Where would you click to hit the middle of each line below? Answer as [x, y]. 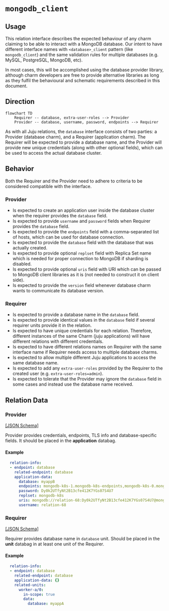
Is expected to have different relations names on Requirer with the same [87, 347]
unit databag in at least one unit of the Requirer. [55, 544]
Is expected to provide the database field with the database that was [83, 242]
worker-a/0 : [31, 590]
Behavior [20, 169]
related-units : [30, 585]
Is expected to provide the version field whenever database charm [81, 285]
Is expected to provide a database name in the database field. [76, 315]
